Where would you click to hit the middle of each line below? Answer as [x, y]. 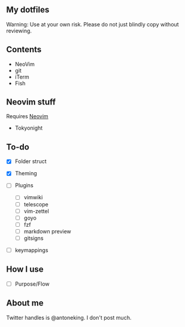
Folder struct [31, 161]
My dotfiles [28, 10]
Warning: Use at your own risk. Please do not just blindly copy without [92, 24]
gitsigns [34, 238]
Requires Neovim [28, 116]
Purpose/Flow [32, 284]
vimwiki [33, 197]
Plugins [24, 185]
